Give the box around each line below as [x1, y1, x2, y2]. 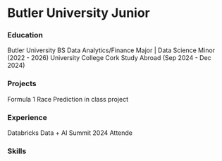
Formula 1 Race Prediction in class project [7, 95, 129, 103]
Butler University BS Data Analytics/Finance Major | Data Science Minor [7, 46, 216, 54]
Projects [7, 79, 37, 89]
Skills [7, 146, 27, 156]
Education [7, 30, 44, 40]
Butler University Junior [7, 5, 150, 21]
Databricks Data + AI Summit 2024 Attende [7, 129, 132, 137]
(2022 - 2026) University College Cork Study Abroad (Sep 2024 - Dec [7, 54, 211, 62]
